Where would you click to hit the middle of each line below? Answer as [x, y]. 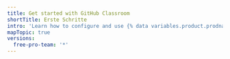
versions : [21, 39]
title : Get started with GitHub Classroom [68, 13]
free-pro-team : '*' [41, 45]
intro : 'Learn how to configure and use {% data [78, 26]
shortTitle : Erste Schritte [47, 20]
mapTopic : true [29, 32]
